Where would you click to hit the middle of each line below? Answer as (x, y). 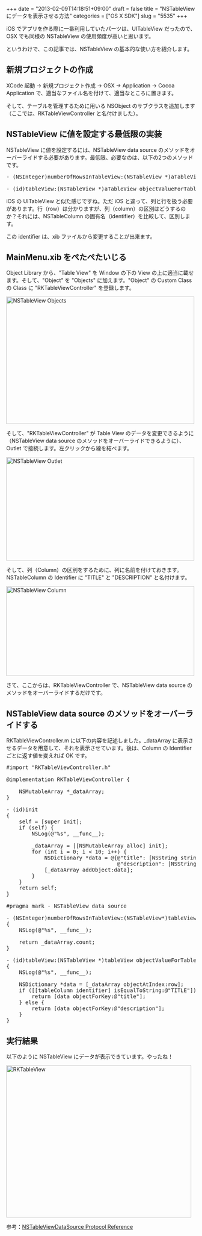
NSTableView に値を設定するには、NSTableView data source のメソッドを (98, 149)
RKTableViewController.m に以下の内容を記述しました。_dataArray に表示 (97, 741)
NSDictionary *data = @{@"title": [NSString (111, 858)
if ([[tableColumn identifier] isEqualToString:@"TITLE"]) (108, 990)
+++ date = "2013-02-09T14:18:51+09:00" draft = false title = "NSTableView (101, 9)
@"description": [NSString (157, 864)
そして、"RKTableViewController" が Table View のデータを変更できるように (100, 433)
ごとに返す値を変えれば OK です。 (48, 756)
